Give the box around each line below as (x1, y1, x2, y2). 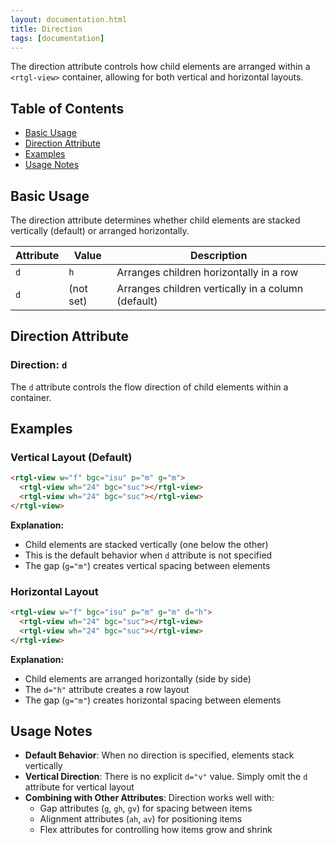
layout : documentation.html (10, 14, 128, 25)
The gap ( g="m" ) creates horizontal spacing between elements (24, 694, 282, 706)
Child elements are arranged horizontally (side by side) (24, 672, 252, 685)
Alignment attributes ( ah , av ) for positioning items (39, 813, 243, 825)
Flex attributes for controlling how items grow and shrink (39, 824, 273, 836)
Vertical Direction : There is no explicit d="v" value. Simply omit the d (24, 771, 308, 783)
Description (189, 249, 248, 262)
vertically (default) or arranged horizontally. (10, 225, 190, 236)
